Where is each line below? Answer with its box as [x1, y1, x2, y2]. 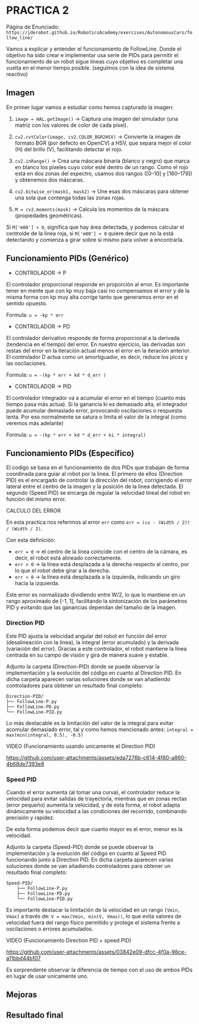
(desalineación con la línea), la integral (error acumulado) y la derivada [6, 638, 179, 646]
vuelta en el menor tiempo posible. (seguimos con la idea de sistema [6, 64, 174, 71]
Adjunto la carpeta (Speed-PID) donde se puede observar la [6, 843, 153, 850]
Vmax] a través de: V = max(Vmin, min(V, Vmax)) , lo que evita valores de [6, 912, 182, 920]
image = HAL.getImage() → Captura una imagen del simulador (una [14, 115, 178, 122]
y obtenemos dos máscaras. [14, 176, 84, 183]
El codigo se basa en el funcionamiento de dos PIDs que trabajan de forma [6, 464, 189, 471]
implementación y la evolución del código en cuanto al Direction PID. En [6, 669, 182, 676]
